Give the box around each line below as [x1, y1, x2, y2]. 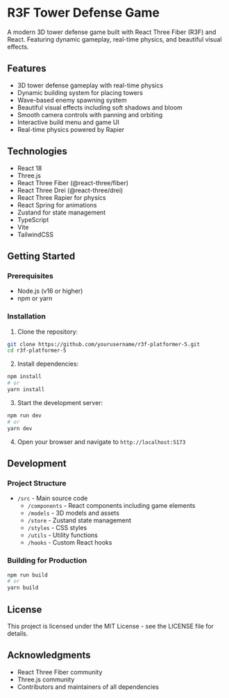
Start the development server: [17, 398, 103, 407]
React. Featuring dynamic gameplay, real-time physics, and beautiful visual [7, 35, 222, 43]
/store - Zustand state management [27, 516, 132, 525]
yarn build [7, 584, 39, 591]
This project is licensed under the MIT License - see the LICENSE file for [7, 622, 214, 630]
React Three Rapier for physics [17, 193, 106, 202]
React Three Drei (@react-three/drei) [17, 186, 124, 194]
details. [7, 629, 28, 638]
